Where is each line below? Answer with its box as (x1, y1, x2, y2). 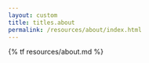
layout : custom (8, 11, 58, 19)
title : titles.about (8, 19, 76, 26)
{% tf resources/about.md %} (8, 47, 104, 57)
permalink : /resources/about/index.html (8, 26, 143, 33)
